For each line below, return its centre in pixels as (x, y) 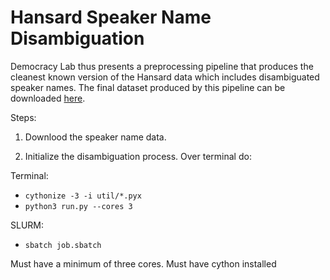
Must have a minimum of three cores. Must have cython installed (143, 263)
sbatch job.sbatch (63, 245)
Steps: (23, 117)
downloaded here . (48, 98)
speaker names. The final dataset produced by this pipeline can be (148, 87)
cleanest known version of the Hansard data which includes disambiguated (165, 77)
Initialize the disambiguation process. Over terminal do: (138, 156)
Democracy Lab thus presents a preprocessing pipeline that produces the (162, 66)
